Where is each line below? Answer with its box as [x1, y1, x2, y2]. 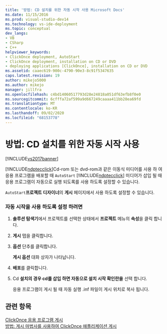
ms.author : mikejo [5, 82, 44, 87]
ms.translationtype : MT [5, 101, 55, 106]
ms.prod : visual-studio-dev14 [5, 17, 69, 22]
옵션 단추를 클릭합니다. [12, 243, 58, 249]
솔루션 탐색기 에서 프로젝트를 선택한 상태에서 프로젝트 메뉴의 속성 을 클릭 [12, 215, 153, 221]
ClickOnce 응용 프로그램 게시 [5, 316, 63, 323]
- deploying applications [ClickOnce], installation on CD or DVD [5, 64, 148, 69]
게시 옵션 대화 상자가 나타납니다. [12, 254, 76, 260]
